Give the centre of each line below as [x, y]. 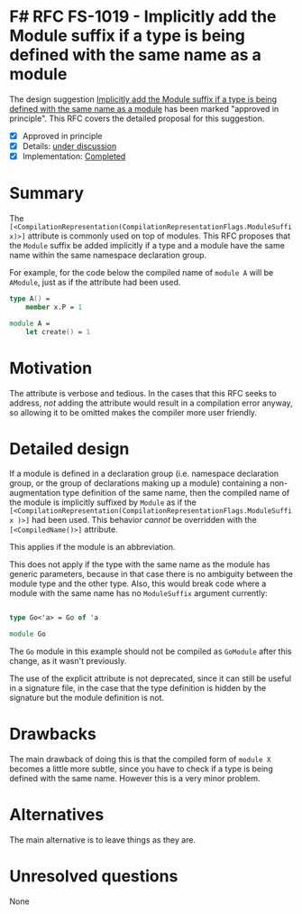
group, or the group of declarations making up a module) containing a [139, 483]
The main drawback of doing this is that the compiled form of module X [140, 760]
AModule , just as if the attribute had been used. [95, 283]
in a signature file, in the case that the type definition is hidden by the [138, 688]
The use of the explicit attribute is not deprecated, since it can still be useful [150, 678]
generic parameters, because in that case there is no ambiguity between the [151, 574]
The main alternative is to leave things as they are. [103, 840]
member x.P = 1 [54, 307]
